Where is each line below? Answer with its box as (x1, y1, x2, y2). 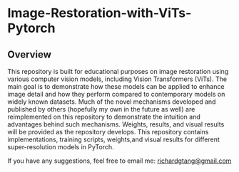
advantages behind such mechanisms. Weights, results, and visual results (7, 120, 225, 129)
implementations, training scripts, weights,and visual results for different (7, 135, 220, 144)
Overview (7, 48, 52, 60)
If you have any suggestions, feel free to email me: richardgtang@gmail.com (7, 156, 232, 165)
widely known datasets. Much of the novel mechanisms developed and (7, 97, 216, 106)
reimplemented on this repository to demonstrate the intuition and (7, 112, 201, 121)
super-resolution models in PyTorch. (7, 143, 114, 151)
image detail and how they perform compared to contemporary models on (7, 90, 225, 98)
